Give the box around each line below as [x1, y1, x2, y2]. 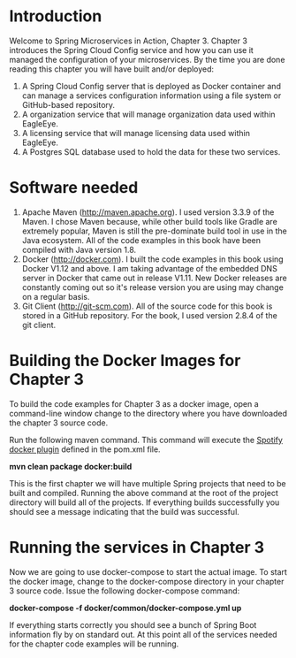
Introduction [9, 6, 102, 27]
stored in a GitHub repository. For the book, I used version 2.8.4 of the [21, 310, 278, 320]
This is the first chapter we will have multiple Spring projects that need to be [9, 478, 286, 488]
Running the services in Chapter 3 [9, 538, 265, 557]
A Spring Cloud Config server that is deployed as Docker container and [21, 80, 281, 91]
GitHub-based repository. [21, 99, 116, 110]
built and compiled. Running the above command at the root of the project [9, 487, 278, 498]
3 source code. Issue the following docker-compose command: [9, 585, 240, 596]
